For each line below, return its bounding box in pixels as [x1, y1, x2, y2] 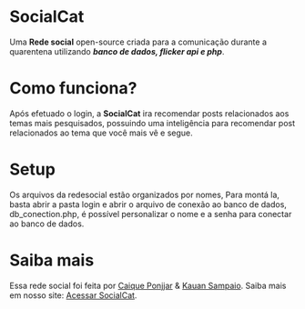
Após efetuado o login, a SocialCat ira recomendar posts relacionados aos [9, 107, 290, 119]
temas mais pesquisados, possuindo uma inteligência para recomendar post [9, 117, 296, 128]
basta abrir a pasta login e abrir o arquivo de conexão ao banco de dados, [9, 198, 287, 210]
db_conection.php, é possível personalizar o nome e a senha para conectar [9, 208, 292, 219]
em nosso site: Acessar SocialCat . [9, 289, 137, 301]
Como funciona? [9, 78, 137, 99]
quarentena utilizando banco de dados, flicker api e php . [9, 45, 225, 56]
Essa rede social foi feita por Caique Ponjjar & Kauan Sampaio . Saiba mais [9, 280, 287, 291]
